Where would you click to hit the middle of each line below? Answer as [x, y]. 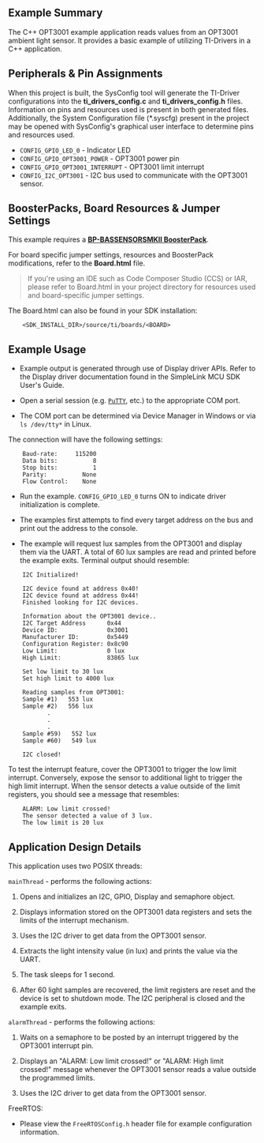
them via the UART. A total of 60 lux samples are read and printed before [138, 552]
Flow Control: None [59, 482]
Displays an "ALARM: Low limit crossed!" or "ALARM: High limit [122, 1061]
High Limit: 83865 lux [81, 658]
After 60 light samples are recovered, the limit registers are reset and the [138, 990]
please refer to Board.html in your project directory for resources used [141, 287]
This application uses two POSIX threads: [75, 866]
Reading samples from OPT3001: [74, 693]
